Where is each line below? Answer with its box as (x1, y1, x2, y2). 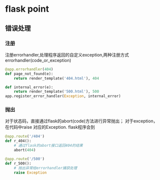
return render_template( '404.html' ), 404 (14, 76, 99, 81)
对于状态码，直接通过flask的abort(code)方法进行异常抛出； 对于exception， (5, 118, 158, 124)
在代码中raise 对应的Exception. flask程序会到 (5, 124, 95, 130)
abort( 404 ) (14, 148, 36, 153)
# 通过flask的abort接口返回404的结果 (14, 143, 83, 148)
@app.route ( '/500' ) (5, 156, 45, 161)
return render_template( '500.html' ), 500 (14, 89, 99, 94)
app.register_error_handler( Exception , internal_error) (5, 94, 121, 99)
